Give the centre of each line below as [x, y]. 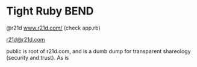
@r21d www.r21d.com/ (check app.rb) [53, 28]
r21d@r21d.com [26, 39]
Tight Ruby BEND [50, 11]
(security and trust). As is [38, 57]
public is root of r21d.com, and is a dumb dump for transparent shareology [98, 51]
